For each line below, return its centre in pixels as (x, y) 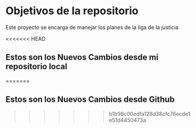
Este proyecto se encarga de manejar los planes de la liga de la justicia (92, 27)
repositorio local (37, 67)
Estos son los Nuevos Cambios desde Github (90, 100)
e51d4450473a (127, 120)
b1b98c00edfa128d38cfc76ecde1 (150, 114)
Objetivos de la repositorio (72, 11)
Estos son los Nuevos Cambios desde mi (82, 57)
